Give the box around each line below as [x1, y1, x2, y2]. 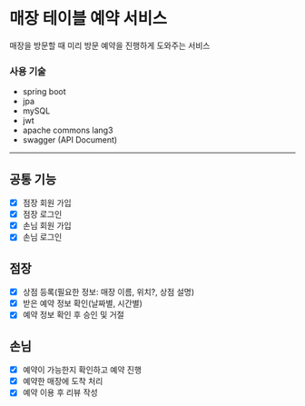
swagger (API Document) [22, 134, 118, 145]
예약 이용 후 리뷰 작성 [22, 387, 98, 398]
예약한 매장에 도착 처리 [22, 376, 103, 387]
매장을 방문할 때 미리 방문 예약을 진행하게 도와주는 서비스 [9, 40, 211, 51]
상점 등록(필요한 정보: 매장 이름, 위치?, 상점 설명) [22, 287, 195, 298]
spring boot [22, 86, 66, 97]
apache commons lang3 [22, 124, 113, 136]
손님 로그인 [22, 232, 63, 243]
